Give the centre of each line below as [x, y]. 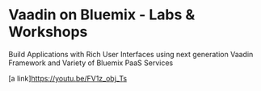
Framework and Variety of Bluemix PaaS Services [91, 63]
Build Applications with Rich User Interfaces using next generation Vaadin [131, 54]
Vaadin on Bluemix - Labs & [102, 15]
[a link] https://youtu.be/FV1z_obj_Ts [68, 78]
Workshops [48, 32]
